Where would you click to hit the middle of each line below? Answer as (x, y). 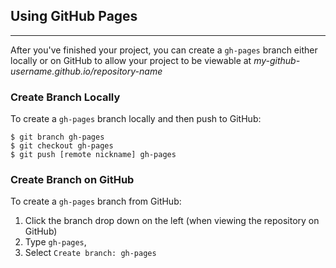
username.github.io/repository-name (86, 71)
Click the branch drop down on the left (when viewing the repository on (172, 221)
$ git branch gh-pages (57, 137)
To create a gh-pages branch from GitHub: (96, 201)
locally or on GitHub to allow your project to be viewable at (131, 60)
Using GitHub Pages (74, 16)
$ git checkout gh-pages (62, 146)
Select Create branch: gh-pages (90, 253)
